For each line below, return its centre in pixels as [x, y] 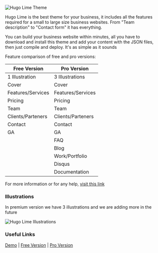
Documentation [71, 172]
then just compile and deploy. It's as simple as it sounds [61, 47]
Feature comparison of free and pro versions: [51, 57]
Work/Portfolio [70, 156]
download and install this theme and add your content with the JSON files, [79, 42]
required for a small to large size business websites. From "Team [70, 22]
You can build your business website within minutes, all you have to [72, 37]
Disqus [62, 164]
